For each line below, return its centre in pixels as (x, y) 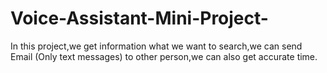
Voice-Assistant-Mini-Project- (139, 18)
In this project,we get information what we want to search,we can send (156, 46)
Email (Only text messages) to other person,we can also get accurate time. (164, 56)
